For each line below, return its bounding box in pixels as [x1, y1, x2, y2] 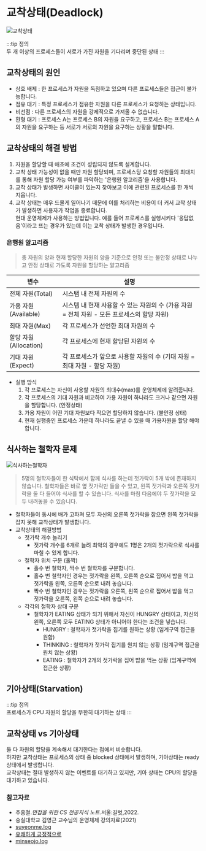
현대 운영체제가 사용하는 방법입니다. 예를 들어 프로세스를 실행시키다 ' [15, 214, 179, 221]
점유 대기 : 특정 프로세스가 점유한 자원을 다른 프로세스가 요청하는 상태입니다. [15, 100, 197, 107]
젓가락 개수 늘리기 [24, 533, 67, 541]
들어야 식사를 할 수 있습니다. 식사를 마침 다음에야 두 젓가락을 [45, 490, 190, 497]
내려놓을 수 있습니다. [28, 498, 78, 505]
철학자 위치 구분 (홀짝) [24, 556, 78, 564]
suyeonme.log [15, 823, 51, 830]
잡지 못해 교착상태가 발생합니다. [15, 518, 91, 525]
